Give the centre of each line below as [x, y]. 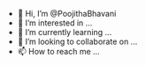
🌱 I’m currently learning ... [65, 32]
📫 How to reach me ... [58, 51]
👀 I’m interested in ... [55, 23]
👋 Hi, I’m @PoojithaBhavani [67, 14]
